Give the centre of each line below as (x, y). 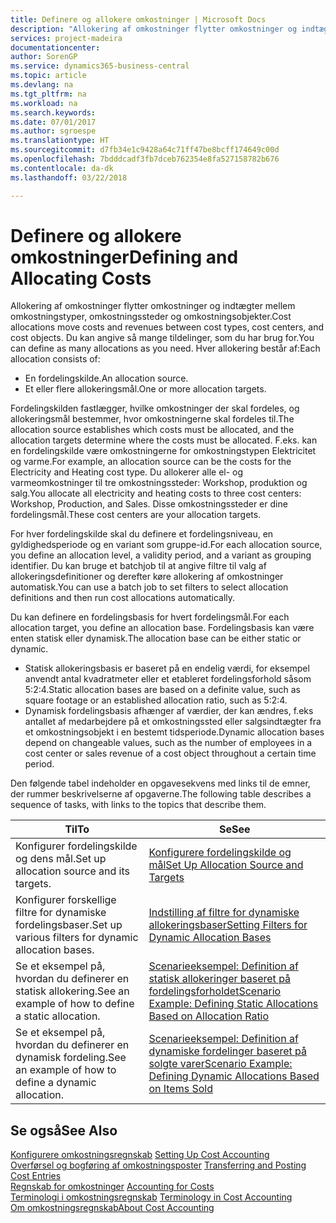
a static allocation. (58, 1016)
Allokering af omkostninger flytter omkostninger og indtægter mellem (153, 306)
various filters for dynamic (77, 938)
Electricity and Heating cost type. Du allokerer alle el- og (127, 472)
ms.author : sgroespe (53, 131)
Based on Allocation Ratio (209, 1016)
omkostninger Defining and (124, 257)
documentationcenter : (55, 47)
